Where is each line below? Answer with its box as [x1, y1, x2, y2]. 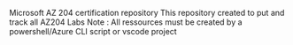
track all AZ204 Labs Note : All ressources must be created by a [9, 17, 243, 27]
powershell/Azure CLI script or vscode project [9, 26, 177, 36]
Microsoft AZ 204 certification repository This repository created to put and [9, 8, 285, 18]
